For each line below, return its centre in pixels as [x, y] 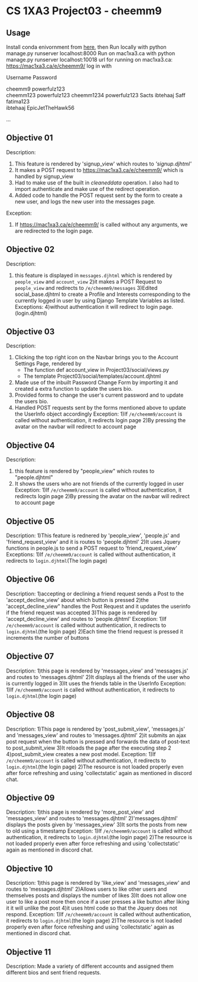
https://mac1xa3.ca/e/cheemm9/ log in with [59, 66]
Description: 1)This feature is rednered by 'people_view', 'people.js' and [93, 535]
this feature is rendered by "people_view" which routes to [85, 471]
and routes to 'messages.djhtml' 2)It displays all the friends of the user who [98, 677]
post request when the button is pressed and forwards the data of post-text [98, 741]
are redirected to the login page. [54, 231]
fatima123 [18, 101]
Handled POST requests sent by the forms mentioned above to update [100, 408]
